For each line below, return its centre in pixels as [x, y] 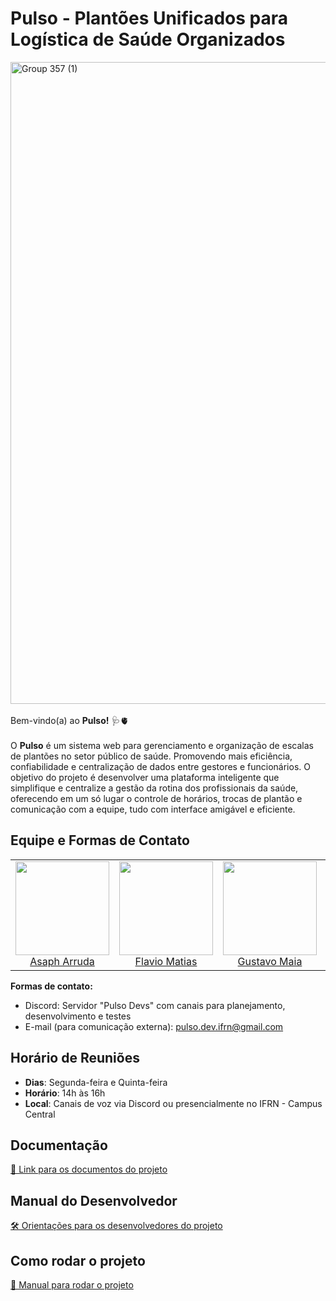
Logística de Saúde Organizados [148, 39]
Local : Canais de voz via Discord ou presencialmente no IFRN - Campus [173, 1103]
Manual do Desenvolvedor [94, 1200]
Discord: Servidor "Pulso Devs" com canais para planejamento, [155, 1005]
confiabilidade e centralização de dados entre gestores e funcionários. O [160, 766]
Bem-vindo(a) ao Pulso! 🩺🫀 [70, 720]
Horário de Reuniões [75, 1058]
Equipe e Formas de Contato [100, 840]
